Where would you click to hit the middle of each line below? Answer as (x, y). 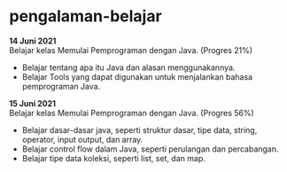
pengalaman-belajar (85, 16)
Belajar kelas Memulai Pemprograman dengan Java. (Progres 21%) (131, 50)
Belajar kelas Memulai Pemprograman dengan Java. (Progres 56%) (132, 113)
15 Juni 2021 (32, 103)
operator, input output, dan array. (82, 139)
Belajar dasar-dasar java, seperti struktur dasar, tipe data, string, (140, 129)
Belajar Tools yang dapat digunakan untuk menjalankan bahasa (137, 76)
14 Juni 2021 (33, 41)
